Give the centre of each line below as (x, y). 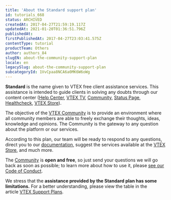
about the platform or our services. (42, 129)
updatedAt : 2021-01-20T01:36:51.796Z (45, 29)
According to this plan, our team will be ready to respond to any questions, (84, 139)
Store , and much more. (29, 150)
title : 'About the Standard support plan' (51, 10)
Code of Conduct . (24, 171)
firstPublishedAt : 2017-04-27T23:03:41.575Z (53, 39)
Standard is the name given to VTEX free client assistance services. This (82, 87)
